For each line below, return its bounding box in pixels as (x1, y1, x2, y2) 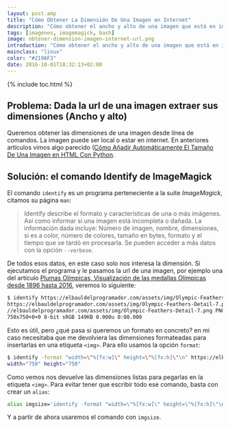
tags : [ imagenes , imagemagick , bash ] (7, 29, 115, 36)
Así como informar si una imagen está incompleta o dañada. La (23, 217, 202, 225)
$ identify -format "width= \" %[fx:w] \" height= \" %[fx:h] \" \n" (7, 354, 188, 361)
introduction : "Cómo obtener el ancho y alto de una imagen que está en (7, 42, 219, 49)
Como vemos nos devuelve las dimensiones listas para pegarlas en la (7, 372, 203, 381)
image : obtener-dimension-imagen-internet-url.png (7, 36, 155, 43)
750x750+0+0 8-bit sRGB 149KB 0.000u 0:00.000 (7, 313, 142, 320)
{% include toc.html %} (7, 80, 73, 88)
